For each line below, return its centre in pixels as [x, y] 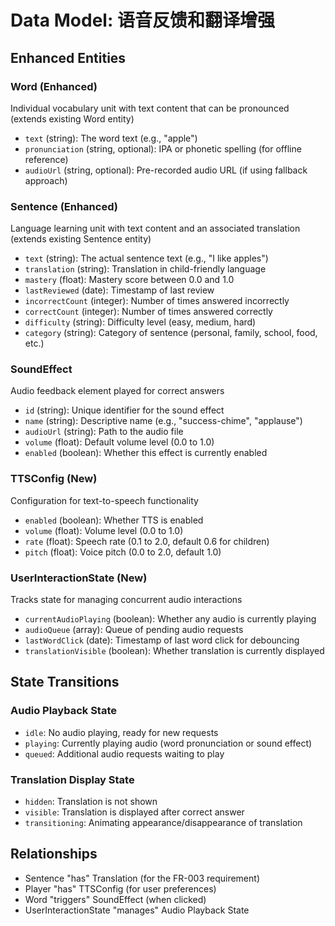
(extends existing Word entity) [72, 118]
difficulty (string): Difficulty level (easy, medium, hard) [140, 322]
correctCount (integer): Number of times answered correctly [148, 312]
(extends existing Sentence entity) [81, 239]
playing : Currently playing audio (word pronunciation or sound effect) [168, 743]
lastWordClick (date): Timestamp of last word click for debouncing [162, 640]
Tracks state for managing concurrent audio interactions [126, 600]
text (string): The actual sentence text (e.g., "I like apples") [146, 258]
